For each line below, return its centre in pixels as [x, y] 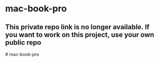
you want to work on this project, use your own [80, 34]
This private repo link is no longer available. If [77, 27]
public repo [23, 42]
